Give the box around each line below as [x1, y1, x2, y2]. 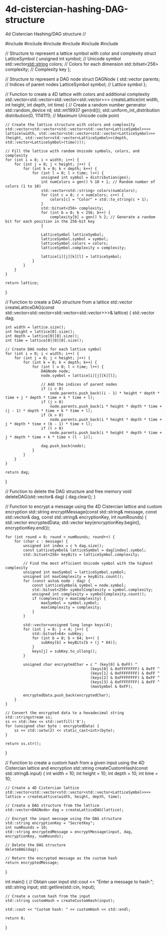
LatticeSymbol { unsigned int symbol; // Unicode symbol [5, 55, 121, 61]
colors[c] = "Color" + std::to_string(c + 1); [49, 197, 149, 202]
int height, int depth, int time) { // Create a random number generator [5, 101, 146, 108]
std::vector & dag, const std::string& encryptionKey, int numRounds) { [5, 514, 147, 520]
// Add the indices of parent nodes [40, 382, 117, 387]
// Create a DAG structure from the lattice [5, 803, 99, 808]
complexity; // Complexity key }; [5, 66, 71, 72]
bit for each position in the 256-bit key [5, 219, 95, 224]
